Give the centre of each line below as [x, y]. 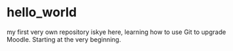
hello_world [42, 12]
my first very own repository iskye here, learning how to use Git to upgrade [116, 32]
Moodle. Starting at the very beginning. [64, 39]
